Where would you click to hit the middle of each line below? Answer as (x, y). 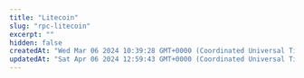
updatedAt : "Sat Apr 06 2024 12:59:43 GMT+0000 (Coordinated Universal (147, 59)
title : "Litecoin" (44, 17)
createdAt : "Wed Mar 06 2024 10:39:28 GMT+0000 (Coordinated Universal (147, 51)
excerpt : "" (32, 34)
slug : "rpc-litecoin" (50, 26)
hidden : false (36, 43)
